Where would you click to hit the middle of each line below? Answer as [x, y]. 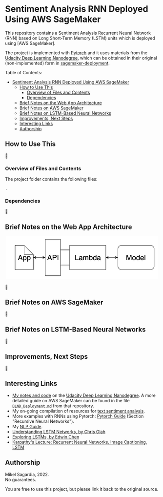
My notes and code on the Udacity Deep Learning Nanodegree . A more [84, 395]
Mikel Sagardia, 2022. [27, 474]
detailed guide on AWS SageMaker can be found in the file [71, 400]
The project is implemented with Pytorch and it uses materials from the [76, 53]
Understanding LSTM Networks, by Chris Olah [59, 432]
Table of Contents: [24, 72]
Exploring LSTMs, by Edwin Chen [46, 437]
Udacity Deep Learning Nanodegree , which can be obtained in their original [81, 58]
